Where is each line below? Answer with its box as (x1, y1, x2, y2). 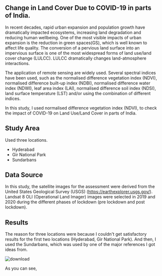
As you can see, (5, 265, 37, 271)
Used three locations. (5, 137, 48, 143)
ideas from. (5, 247, 28, 253)
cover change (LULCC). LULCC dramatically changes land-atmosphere (5, 55, 147, 61)
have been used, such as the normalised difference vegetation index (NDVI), (5, 75, 157, 81)
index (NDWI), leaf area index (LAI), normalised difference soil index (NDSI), (5, 85, 156, 91)
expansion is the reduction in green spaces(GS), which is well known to (5, 40, 147, 46)
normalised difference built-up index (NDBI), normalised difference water (5, 80, 151, 86)
